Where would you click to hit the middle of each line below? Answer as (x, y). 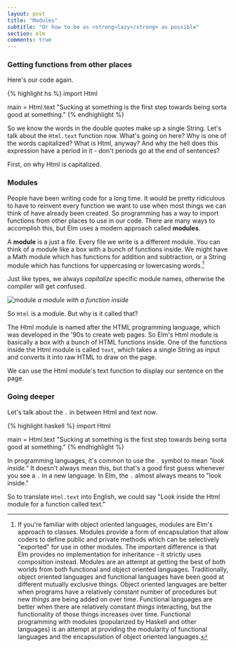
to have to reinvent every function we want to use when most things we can (117, 206)
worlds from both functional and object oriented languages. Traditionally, (123, 569)
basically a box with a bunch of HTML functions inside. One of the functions (117, 342)
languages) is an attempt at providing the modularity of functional (112, 629)
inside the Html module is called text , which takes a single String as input (113, 350)
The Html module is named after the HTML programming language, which (114, 328)
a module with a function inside (83, 300)
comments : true (29, 40)
